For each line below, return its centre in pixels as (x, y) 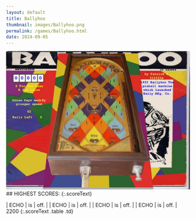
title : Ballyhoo (26, 18)
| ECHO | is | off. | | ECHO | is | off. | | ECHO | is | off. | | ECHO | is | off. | (92, 205)
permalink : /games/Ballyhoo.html (47, 31)
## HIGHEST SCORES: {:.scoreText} (49, 194)
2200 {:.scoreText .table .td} (40, 211)
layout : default (26, 12)
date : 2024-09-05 (27, 37)
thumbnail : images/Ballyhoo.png (45, 25)
